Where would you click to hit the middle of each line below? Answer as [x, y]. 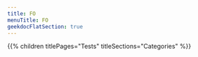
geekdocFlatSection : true [45, 26]
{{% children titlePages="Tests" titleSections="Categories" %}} [99, 47]
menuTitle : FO [28, 20]
